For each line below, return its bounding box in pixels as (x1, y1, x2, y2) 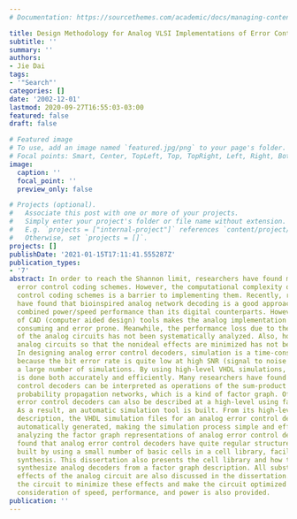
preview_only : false (17, 185, 93, 194)
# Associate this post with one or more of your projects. (9, 209, 240, 218)
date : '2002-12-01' (9, 95, 81, 103)
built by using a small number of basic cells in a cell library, (17, 447, 267, 456)
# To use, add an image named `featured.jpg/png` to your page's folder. (9, 143, 287, 153)
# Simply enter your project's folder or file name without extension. (9, 218, 287, 226)
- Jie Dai (9, 62, 46, 71)
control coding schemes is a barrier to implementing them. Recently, (17, 291, 283, 300)
